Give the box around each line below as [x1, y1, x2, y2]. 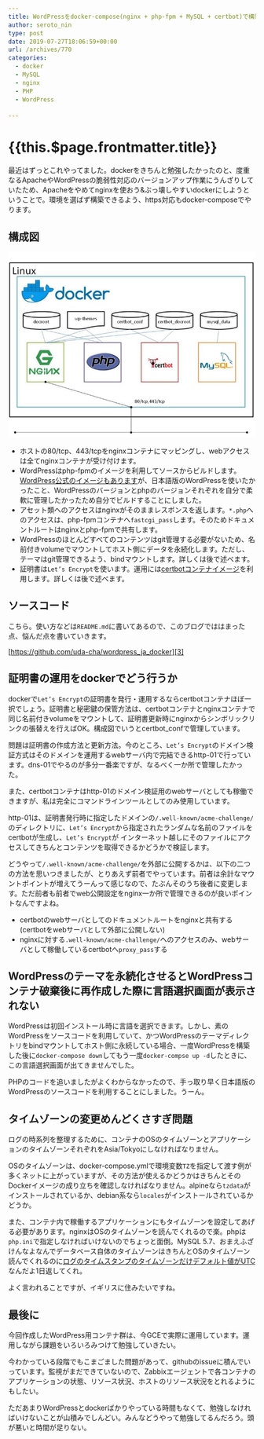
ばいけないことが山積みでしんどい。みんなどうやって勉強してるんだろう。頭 [8, 1413, 255, 1423]
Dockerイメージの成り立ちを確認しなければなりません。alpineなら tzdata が [8, 1181, 251, 1190]
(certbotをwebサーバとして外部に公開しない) [19, 925, 166, 934]
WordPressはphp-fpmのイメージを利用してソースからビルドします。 [19, 466, 241, 475]
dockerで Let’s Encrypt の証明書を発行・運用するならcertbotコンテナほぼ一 [8, 694, 251, 703]
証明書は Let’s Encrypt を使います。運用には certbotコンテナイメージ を [19, 564, 247, 573]
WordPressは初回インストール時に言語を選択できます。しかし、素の [8, 1021, 229, 1031]
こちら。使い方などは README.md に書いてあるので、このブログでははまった [8, 621, 246, 631]
